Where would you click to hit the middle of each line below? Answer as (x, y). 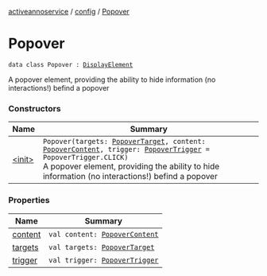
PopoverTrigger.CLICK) (85, 157)
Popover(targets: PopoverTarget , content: (124, 142)
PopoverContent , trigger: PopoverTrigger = (126, 150)
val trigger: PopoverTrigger (104, 260)
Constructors (35, 108)
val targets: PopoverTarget (102, 247)
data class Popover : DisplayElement (71, 64)
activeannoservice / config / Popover (69, 12)
